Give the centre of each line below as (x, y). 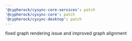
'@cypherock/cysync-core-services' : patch (50, 10)
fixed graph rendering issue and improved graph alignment (66, 33)
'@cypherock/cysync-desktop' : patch (43, 19)
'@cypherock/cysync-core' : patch (40, 14)
